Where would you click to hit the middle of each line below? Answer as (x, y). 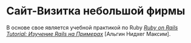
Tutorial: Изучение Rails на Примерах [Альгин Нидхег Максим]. (89, 33)
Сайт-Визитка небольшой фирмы (96, 11)
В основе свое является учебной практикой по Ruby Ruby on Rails (92, 27)
